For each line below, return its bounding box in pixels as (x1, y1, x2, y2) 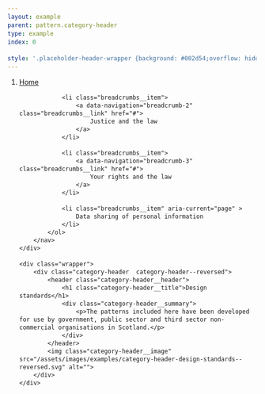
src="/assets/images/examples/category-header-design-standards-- (18, 355, 243, 363)
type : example (7, 29, 55, 37)
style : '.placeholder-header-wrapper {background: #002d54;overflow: (7, 55, 242, 63)
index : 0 (7, 38, 36, 46)
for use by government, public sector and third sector (18, 316, 207, 323)
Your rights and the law (89, 173, 172, 181)
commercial (18, 323, 55, 331)
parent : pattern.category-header (7, 21, 118, 29)
